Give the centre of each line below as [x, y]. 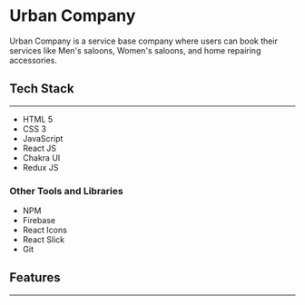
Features [35, 278]
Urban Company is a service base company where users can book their [144, 41]
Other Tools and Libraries [67, 191]
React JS [39, 148]
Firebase [39, 221]
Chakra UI [41, 157]
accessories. [33, 60]
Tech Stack [42, 89]
